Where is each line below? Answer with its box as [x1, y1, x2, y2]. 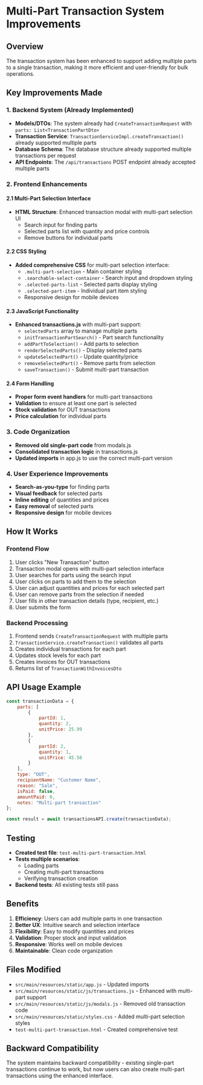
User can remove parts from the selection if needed [14, 591, 144, 598]
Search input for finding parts [24, 221, 98, 228]
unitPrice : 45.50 [38, 754, 83, 761]
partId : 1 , [38, 715, 66, 722]
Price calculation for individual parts [14, 413, 107, 420]
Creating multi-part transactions [24, 868, 105, 875]
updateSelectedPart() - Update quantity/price [24, 353, 138, 360]
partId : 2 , [38, 743, 66, 749]
